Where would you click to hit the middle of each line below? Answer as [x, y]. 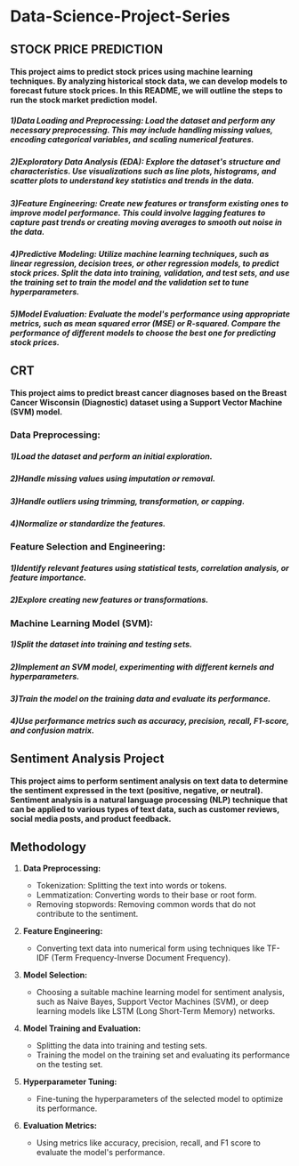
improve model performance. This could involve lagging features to [138, 213]
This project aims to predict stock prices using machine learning [131, 72]
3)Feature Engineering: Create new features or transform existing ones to [149, 203]
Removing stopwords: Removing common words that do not [146, 905]
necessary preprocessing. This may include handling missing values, [142, 130]
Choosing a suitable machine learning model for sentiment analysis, [161, 993]
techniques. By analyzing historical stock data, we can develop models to [149, 81]
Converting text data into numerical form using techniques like [150, 948]
